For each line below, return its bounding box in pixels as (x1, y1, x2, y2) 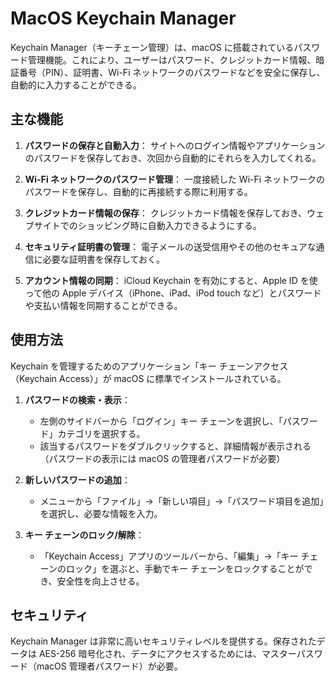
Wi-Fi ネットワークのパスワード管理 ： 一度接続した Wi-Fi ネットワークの (24, 173, 326, 185)
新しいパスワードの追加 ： (24, 473, 131, 486)
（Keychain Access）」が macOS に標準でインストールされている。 (10, 372, 287, 384)
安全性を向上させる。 (56, 575, 145, 587)
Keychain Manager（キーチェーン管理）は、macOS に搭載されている (10, 41, 295, 53)
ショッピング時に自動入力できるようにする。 (77, 219, 262, 231)
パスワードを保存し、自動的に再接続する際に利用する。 (24, 185, 253, 197)
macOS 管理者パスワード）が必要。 (36, 660, 183, 672)
